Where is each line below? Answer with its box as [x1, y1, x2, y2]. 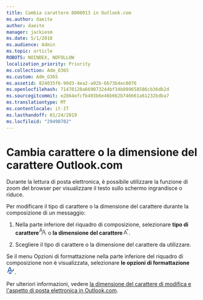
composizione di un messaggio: [6, 209, 86, 216]
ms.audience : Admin [6, 42, 56, 48]
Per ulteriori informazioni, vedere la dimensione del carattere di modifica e [6, 281, 191, 288]
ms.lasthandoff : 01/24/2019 [6, 112, 78, 118]
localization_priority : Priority [6, 61, 91, 67]
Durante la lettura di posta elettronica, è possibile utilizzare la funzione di [6, 178, 188, 185]
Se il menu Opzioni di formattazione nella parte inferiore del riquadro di [6, 253, 184, 260]
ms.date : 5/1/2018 [6, 35, 53, 42]
